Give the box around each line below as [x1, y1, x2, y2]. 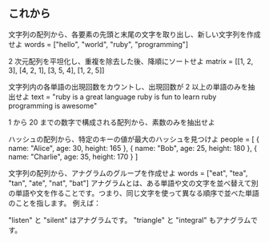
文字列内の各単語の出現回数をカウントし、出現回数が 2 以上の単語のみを [8, 81, 248, 91]
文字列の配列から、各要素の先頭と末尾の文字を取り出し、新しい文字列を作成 [8, 30, 261, 39]
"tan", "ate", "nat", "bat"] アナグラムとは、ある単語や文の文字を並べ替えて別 [8, 178, 259, 188]
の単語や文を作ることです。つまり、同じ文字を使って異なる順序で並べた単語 [8, 188, 259, 197]
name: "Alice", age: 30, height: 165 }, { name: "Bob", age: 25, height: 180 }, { [8, 143, 258, 153]
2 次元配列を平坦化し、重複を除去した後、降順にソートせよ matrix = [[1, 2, [8, 56, 254, 65]
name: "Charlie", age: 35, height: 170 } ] [8, 152, 139, 161]
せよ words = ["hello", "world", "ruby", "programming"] [8, 39, 189, 49]
